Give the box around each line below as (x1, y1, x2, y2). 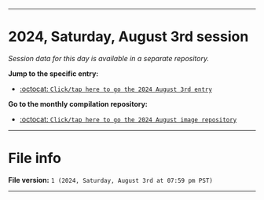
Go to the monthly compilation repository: (8, 99, 148, 108)
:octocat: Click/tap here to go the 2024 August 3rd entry (19, 84, 212, 93)
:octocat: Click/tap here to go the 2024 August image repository (19, 115, 237, 124)
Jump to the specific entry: (8, 68, 99, 78)
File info (8, 150, 61, 167)
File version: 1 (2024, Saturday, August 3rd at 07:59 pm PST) (8, 175, 214, 184)
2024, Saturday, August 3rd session (8, 28, 249, 45)
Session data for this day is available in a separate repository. (8, 53, 210, 63)
